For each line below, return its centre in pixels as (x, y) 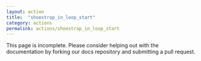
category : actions (29, 23)
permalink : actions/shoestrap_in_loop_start (63, 28)
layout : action (25, 12)
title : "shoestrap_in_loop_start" (51, 17)
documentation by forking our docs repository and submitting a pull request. (101, 52)
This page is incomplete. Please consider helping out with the (82, 45)
